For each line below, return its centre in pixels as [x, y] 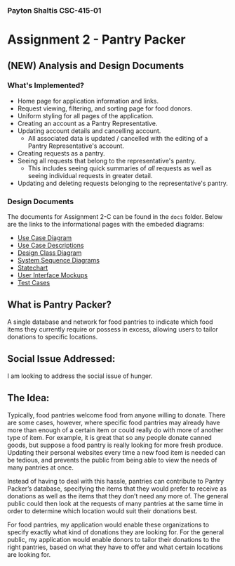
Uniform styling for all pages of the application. [86, 115]
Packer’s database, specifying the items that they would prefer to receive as [117, 489]
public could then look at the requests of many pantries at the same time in [115, 503]
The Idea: [28, 398]
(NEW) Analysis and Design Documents [96, 65]
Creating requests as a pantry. [61, 153]
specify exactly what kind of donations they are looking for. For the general [116, 532]
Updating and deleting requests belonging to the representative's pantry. [122, 183]
